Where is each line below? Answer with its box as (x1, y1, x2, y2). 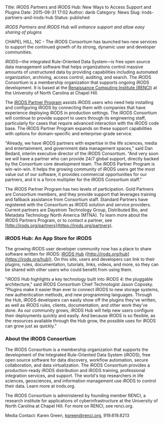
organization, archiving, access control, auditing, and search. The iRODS (5, 75, 152, 80)
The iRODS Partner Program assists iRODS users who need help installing (5, 100, 154, 105)
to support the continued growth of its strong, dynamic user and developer (5, 44, 156, 50)
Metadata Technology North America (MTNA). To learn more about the (5, 212, 148, 218)
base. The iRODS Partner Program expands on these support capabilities (5, 125, 152, 131)
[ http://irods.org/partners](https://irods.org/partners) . (5, 223, 113, 228)
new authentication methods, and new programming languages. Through (5, 292, 153, 298)
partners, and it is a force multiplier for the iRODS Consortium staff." (5, 176, 142, 182)
